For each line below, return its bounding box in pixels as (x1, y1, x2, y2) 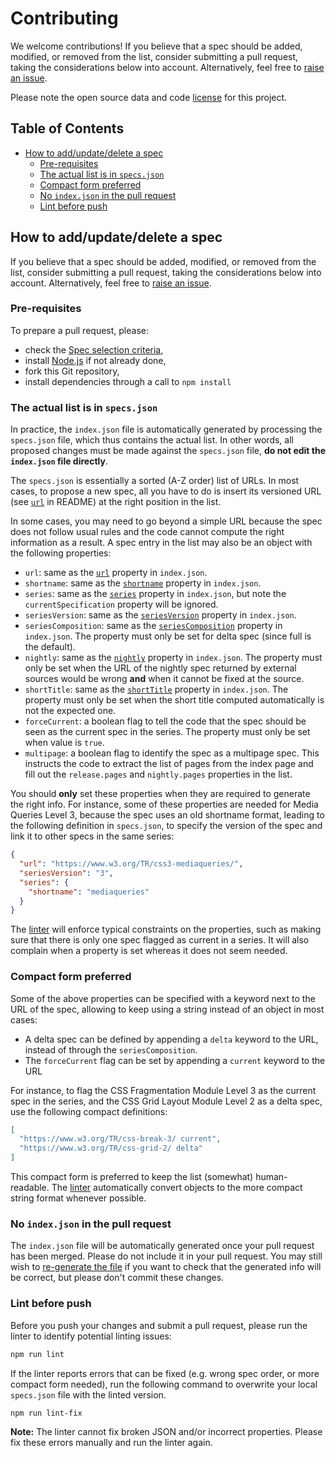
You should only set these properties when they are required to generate (10, 788, 311, 800)
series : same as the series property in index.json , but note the (24, 588, 287, 600)
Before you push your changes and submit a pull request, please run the (10, 1319, 308, 1331)
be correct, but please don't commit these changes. (10, 1272, 225, 1284)
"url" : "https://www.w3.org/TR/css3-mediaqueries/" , (19, 859, 244, 869)
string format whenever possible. (10, 1192, 147, 1204)
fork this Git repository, (24, 365, 120, 377)
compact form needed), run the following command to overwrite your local (10, 1378, 318, 1390)
